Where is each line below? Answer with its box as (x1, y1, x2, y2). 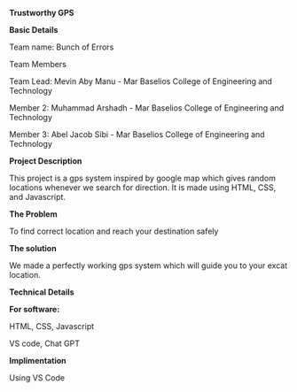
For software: (9, 304, 60, 314)
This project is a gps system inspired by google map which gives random (9, 173, 277, 183)
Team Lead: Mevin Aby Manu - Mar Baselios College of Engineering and (9, 76, 273, 87)
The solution (9, 243, 57, 253)
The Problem (9, 209, 58, 219)
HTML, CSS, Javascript (9, 321, 95, 331)
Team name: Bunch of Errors (9, 42, 114, 52)
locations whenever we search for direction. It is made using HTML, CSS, (9, 182, 277, 193)
